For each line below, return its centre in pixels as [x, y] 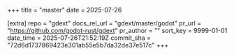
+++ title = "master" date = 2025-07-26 [65, 10]
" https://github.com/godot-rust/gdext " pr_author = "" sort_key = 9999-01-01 [117, 31]
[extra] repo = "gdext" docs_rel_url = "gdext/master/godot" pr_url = [104, 23]
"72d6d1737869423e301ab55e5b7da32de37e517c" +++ [88, 45]
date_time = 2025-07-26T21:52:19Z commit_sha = [79, 38]
